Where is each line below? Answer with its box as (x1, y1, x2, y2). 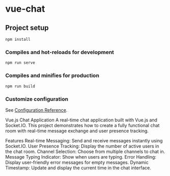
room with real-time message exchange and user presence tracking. (5, 128, 149, 134)
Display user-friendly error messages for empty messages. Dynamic (5, 159, 149, 165)
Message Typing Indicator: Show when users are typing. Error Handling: (5, 154, 157, 160)
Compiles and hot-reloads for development (5, 48, 115, 56)
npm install (5, 37, 31, 42)
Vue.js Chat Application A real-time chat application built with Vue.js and (5, 117, 158, 123)
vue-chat (5, 3, 45, 15)
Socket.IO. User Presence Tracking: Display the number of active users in (5, 143, 159, 149)
